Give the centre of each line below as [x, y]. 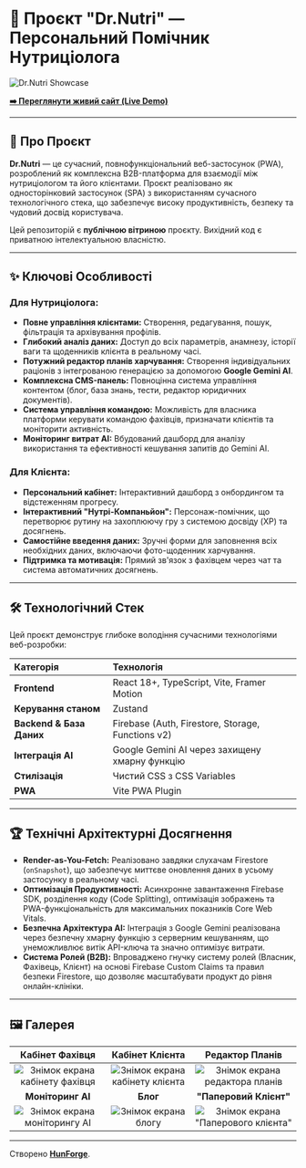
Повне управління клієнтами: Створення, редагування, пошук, [147, 322]
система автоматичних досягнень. [90, 569]
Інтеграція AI [44, 755]
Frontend [34, 688]
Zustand [130, 708]
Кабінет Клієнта [148, 1055]
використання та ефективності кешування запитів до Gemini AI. [146, 448]
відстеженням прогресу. [71, 502]
